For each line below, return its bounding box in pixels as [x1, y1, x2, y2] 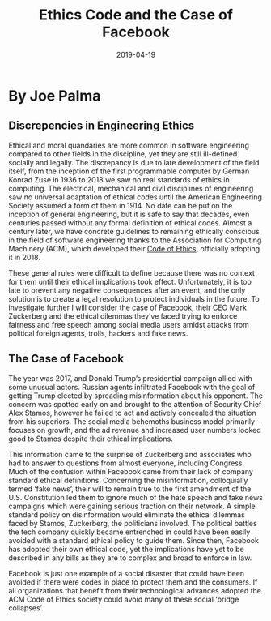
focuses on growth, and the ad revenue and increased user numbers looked [8, 425, 261, 435]
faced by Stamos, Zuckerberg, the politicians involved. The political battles [8, 518, 257, 528]
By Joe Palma [8, 87, 101, 105]
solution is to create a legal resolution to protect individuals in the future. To [8, 293, 260, 303]
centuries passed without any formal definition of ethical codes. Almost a [8, 217, 252, 228]
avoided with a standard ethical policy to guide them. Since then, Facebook [8, 535, 259, 545]
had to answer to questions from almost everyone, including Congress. [8, 458, 245, 468]
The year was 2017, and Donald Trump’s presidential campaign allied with [8, 373, 252, 383]
